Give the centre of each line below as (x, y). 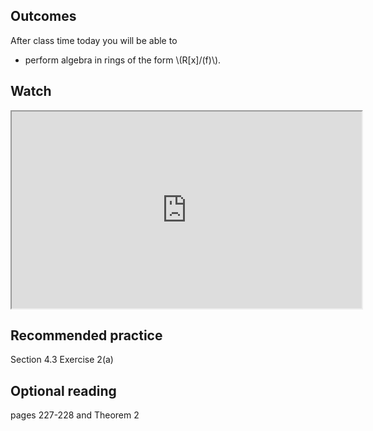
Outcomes (43, 16)
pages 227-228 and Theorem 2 (75, 415)
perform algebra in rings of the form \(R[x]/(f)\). (123, 60)
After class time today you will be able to (94, 40)
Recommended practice (86, 335)
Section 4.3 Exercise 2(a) (62, 360)
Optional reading (63, 390)
